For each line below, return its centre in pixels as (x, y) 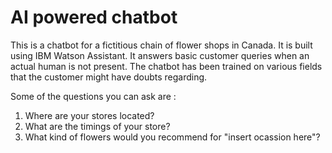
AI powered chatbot (94, 17)
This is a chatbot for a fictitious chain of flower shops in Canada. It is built (161, 45)
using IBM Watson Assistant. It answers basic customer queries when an (160, 55)
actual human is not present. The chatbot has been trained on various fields (166, 66)
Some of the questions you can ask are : (93, 96)
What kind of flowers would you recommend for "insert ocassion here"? (172, 137)
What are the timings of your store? (97, 126)
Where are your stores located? (89, 115)
